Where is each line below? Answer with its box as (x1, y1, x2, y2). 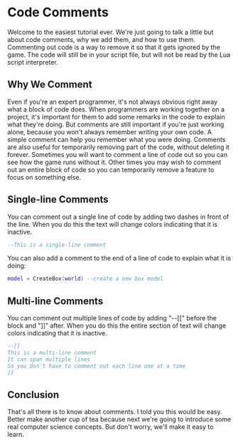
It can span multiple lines (7, 356, 91, 363)
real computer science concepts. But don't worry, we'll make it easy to (7, 423, 214, 431)
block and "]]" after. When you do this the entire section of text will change (7, 321, 227, 330)
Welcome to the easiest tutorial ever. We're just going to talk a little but (7, 28, 214, 36)
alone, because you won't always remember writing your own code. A (7, 127, 212, 136)
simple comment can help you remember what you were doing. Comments (7, 135, 226, 144)
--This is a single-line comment (7, 241, 107, 249)
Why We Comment (7, 79, 92, 91)
